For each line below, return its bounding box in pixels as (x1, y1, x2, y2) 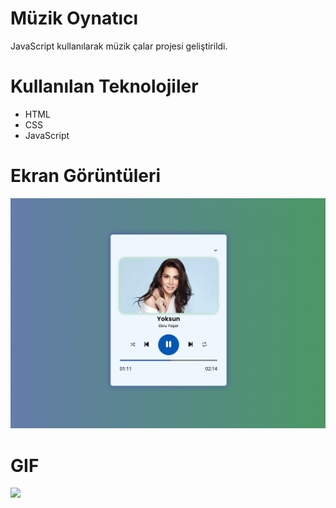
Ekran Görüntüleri (10, 165, 162, 187)
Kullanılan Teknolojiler (10, 75, 199, 98)
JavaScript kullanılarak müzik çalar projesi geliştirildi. (10, 40, 228, 52)
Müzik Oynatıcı (10, 7, 139, 30)
